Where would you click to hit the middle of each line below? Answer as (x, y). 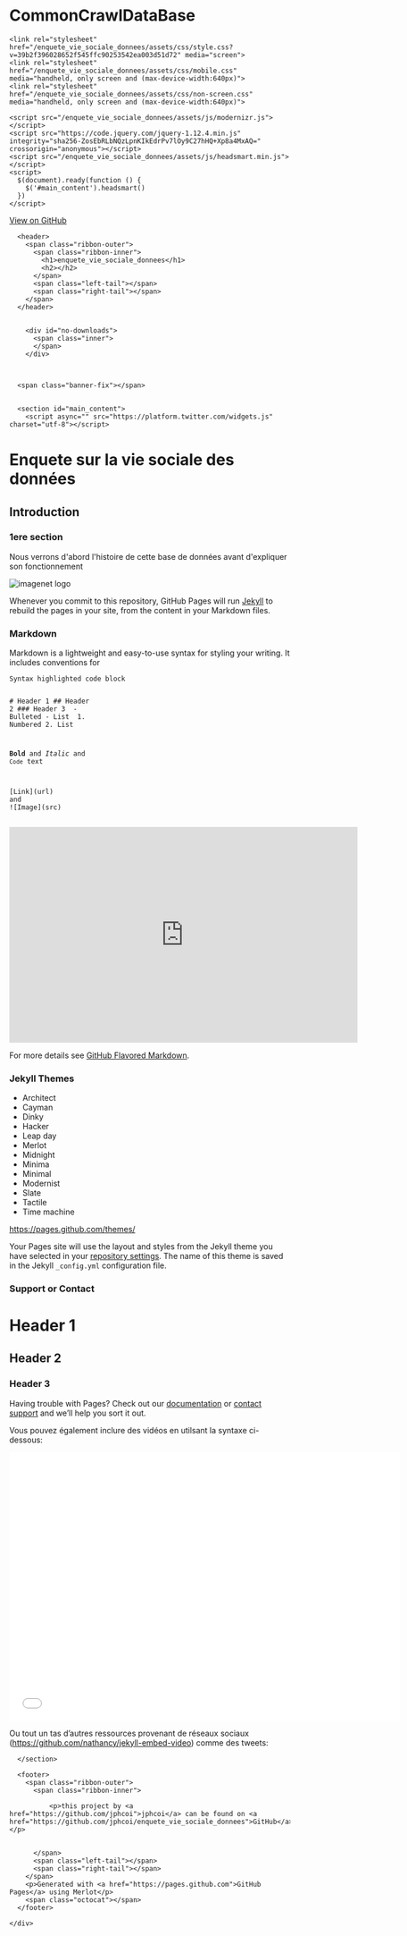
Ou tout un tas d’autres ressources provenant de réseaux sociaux (129, 1733)
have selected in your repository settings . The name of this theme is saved (146, 1255)
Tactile (34, 1202)
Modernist (41, 1183)
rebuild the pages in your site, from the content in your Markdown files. (140, 610)
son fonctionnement (46, 566)
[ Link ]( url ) (31, 791)
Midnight (38, 1154)
